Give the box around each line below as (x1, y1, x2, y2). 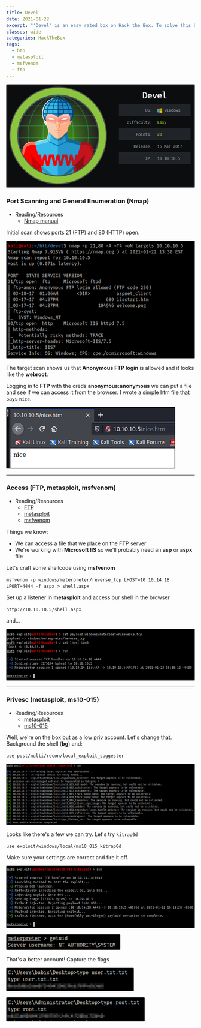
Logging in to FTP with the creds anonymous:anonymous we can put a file (6, 383, 193, 390)
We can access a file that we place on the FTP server (14, 540, 147, 547)
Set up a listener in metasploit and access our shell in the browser (6, 594, 170, 601)
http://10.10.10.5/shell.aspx (6, 606, 82, 612)
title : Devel (6, 10, 39, 16)
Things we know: (6, 528, 48, 535)
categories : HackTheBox (6, 35, 66, 41)
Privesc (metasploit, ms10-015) (6, 696, 99, 704)
